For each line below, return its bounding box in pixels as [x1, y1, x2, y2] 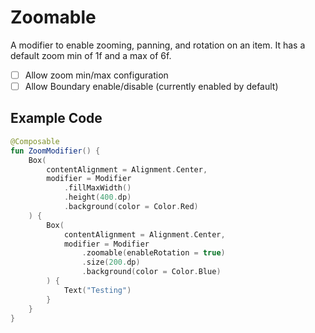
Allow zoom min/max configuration [24, 69, 169, 81]
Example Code [10, 110, 103, 127]
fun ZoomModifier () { [10, 146, 101, 156]
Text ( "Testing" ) [63, 285, 132, 295]
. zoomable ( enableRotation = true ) [81, 248, 226, 258]
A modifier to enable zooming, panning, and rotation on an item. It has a [10, 39, 306, 51]
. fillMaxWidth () [63, 183, 132, 193]
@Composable [10, 136, 60, 146]
